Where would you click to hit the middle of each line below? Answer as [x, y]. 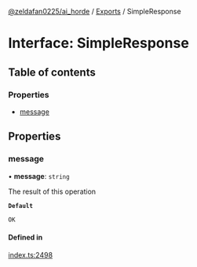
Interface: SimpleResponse [99, 43]
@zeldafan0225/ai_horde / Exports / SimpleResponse [95, 11]
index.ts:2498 [31, 254]
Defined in [26, 237]
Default [21, 206]
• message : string [39, 176]
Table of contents [52, 72]
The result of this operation [52, 191]
